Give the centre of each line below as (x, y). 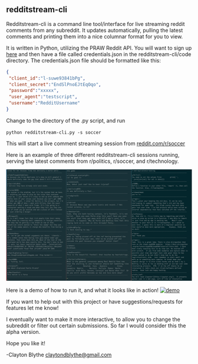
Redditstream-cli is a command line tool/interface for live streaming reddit (95, 24)
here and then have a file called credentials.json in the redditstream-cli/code (99, 54)
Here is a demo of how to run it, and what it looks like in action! (82, 290)
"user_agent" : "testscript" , (43, 97)
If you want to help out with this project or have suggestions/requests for (95, 302)
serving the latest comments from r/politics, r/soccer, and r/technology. (93, 161)
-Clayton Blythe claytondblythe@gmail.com (59, 355)
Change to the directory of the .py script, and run (66, 120)
